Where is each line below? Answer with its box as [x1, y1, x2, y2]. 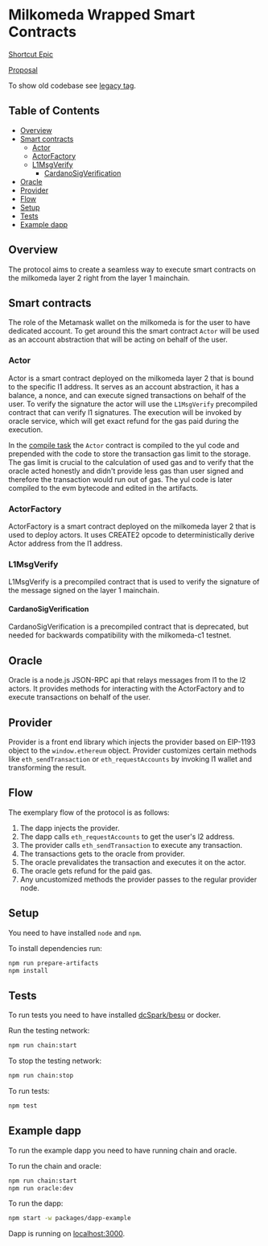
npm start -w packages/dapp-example [8, 1215, 131, 1223]
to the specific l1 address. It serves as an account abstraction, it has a [8, 381, 240, 392]
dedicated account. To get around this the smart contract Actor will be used [8, 326, 260, 336]
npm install [8, 966, 48, 974]
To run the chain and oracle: [8, 1161, 102, 1170]
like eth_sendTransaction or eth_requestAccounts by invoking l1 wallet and [8, 754, 252, 764]
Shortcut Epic [8, 49, 54, 59]
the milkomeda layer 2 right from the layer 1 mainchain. [8, 272, 191, 283]
